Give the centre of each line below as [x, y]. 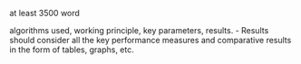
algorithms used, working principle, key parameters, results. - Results [139, 30]
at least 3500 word [44, 13]
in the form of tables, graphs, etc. [72, 50]
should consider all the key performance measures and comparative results [150, 40]
